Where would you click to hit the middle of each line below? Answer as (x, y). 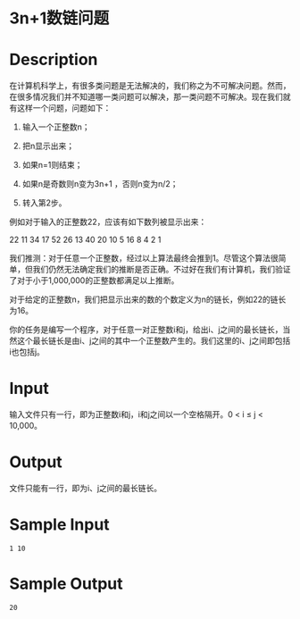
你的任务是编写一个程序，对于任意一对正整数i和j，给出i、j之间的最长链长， (146, 330)
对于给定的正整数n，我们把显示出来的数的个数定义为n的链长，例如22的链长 (148, 299)
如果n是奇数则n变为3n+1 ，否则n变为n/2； (100, 184)
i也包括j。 (27, 352)
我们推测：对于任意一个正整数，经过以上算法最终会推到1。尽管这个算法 (140, 258)
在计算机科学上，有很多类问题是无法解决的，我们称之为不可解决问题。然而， (150, 86)
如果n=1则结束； (52, 165)
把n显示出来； (48, 146)
